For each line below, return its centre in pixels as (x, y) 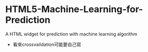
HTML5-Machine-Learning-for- (74, 9)
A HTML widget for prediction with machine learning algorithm (71, 34)
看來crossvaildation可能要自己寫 (47, 44)
